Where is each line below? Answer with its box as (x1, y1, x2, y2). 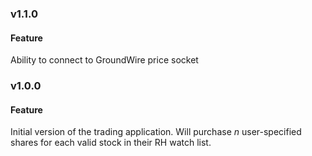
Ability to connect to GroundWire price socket (10, 54, 199, 66)
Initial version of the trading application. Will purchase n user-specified (10, 126, 302, 138)
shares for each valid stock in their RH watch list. (10, 137, 212, 149)
